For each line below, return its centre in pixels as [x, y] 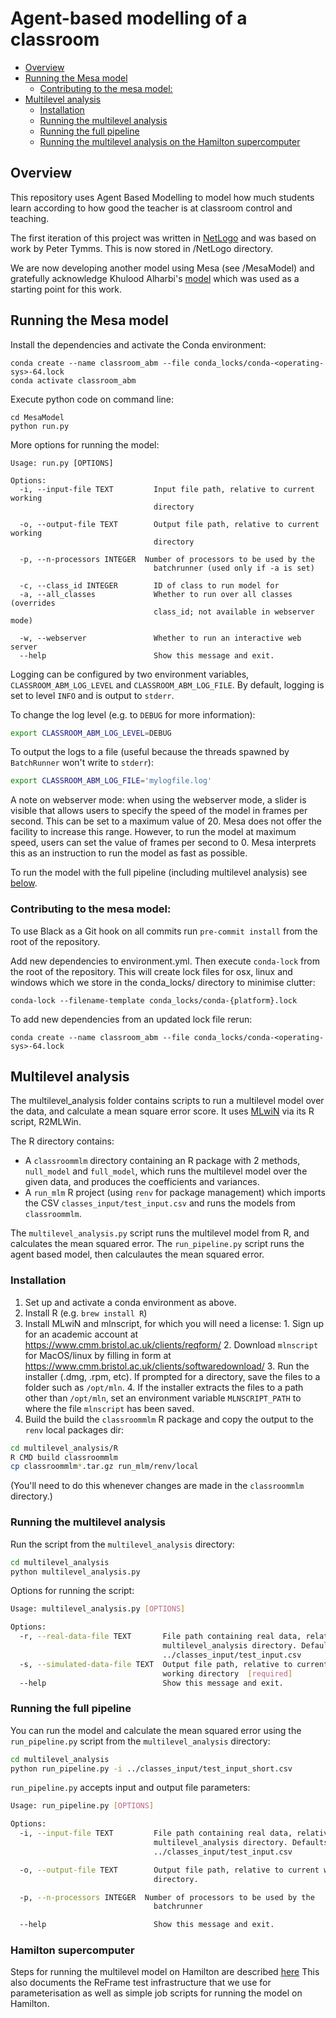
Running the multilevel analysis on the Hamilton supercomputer [170, 141]
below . [24, 883]
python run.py [40, 426]
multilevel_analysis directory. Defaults [241, 1843]
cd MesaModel [37, 417]
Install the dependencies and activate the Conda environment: [138, 344]
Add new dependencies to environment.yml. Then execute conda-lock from [165, 961]
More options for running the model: [85, 444]
